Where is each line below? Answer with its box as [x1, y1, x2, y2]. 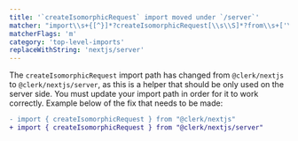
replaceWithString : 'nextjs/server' [9, 46, 145, 55]
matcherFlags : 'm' [9, 29, 77, 38]
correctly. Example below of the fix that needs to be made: [9, 98, 223, 108]
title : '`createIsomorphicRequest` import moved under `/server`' [9, 12, 260, 22]
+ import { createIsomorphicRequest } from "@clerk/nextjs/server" [9, 123, 264, 132]
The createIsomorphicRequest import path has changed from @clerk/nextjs [9, 70, 285, 80]
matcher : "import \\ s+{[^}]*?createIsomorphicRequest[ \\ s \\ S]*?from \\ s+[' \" [9, 21, 295, 30]
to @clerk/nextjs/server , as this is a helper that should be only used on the [9, 79, 285, 90]
